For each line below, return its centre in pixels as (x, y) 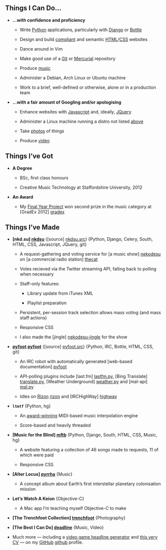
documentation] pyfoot (43, 367)
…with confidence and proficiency (49, 20)
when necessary (37, 274)
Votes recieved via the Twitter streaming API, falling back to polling (88, 269)
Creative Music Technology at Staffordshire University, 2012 (81, 187)
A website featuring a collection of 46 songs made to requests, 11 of (89, 450)
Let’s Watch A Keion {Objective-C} (48, 499)
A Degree (22, 168)
